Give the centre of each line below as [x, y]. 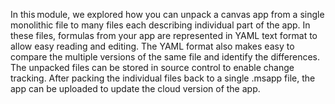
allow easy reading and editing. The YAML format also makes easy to [152, 46]
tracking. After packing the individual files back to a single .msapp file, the [163, 78]
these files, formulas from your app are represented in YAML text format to [164, 35]
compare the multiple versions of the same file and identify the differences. [165, 57]
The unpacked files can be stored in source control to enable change [152, 67]
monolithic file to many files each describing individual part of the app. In [160, 25]
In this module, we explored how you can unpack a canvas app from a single [167, 14]
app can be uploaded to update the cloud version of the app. [135, 88]
